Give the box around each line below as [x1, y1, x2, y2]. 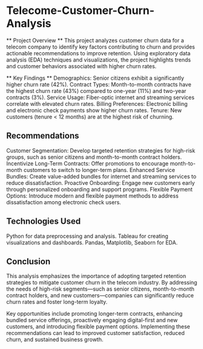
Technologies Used [6, 216, 81, 227]
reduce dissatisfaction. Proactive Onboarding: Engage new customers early [6, 179, 195, 186]
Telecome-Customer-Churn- [6, 4, 155, 18]
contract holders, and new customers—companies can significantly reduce [6, 292, 194, 299]
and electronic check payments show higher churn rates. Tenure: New [6, 106, 182, 114]
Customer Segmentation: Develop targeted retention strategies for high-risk [6, 147, 196, 154]
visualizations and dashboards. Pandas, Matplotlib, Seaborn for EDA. [6, 238, 178, 246]
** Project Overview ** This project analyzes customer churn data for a [6, 36, 184, 44]
